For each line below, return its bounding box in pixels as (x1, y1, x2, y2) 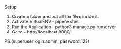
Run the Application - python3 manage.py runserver (11, 24, 116, 30)
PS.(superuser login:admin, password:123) (4, 38, 89, 44)
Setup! (4, 4, 18, 10)
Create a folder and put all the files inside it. (11, 14, 99, 19)
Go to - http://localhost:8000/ (11, 29, 71, 34)
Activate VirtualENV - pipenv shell (11, 19, 80, 24)
